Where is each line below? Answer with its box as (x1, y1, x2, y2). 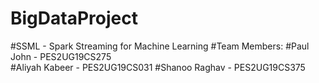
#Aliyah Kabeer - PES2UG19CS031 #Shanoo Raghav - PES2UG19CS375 (10, 61, 306, 73)
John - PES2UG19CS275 (10, 50, 112, 62)
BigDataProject (10, 7, 138, 30)
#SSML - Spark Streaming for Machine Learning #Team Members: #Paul (10, 40, 310, 52)
